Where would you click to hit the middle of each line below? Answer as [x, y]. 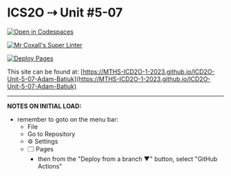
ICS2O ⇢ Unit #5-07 [65, 13]
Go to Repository [51, 134]
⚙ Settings [43, 141]
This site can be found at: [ [45, 71]
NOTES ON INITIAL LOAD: [44, 106]
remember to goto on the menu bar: [68, 119]
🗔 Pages [40, 148]
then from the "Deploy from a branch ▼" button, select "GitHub [128, 159]
